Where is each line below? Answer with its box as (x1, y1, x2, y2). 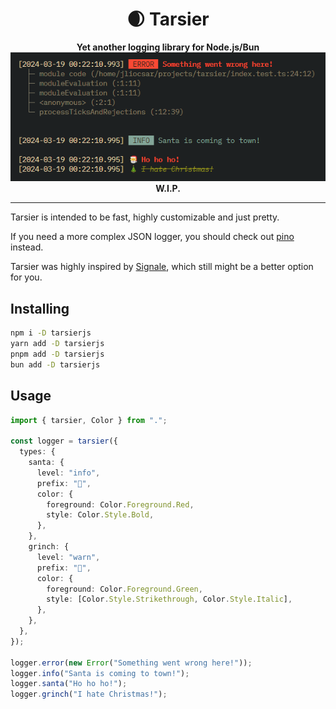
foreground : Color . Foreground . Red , (46, 499, 195, 510)
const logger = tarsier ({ (10, 436, 118, 447)
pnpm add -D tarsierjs (10, 349, 105, 360)
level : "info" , (36, 468, 101, 478)
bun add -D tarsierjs (10, 359, 101, 370)
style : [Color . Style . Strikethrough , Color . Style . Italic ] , (46, 594, 293, 605)
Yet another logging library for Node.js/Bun (76, 41, 260, 53)
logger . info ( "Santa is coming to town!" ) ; (10, 668, 190, 678)
